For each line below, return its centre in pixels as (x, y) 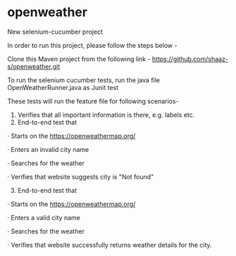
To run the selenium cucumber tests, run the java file (84, 80)
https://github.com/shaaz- (190, 59)
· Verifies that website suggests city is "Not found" (81, 177)
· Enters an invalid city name (48, 149)
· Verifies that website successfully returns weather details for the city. (110, 245)
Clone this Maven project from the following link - (79, 59)
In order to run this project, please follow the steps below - (92, 45)
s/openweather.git (34, 66)
